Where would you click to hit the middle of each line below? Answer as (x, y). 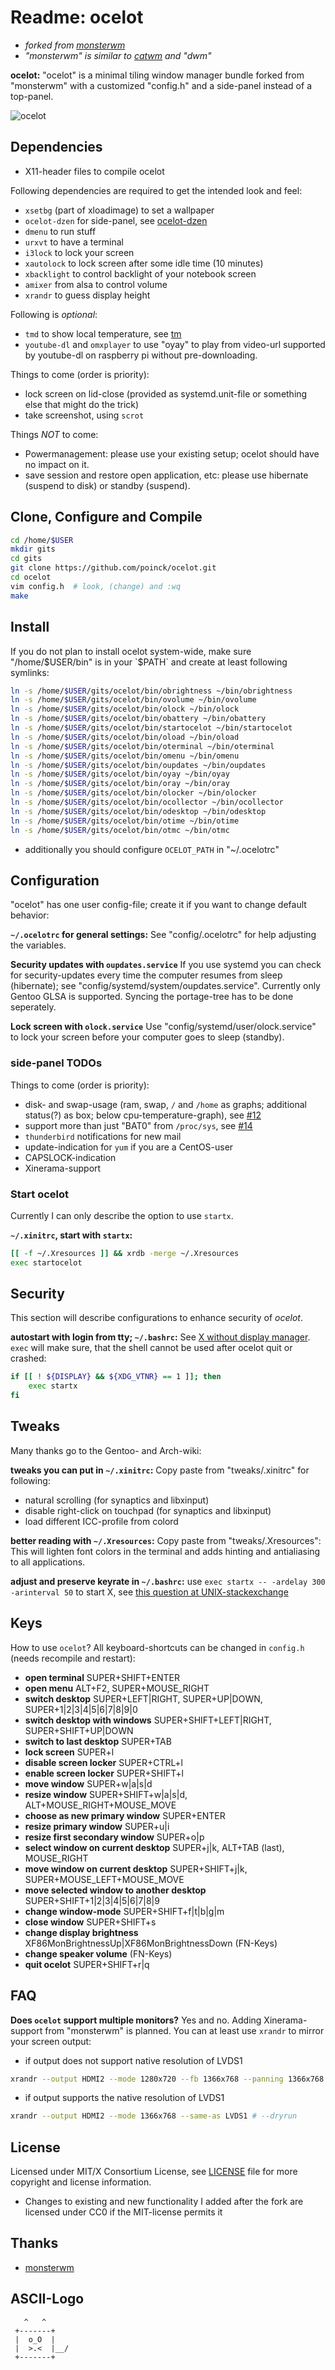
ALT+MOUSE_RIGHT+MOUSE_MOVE (100, 1805)
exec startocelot (46, 1262)
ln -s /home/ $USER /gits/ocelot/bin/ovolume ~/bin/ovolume (133, 700)
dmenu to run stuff (60, 231)
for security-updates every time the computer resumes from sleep (146, 975)
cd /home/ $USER (42, 540)
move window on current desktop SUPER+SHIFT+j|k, (136, 1868)
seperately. (33, 1007)
